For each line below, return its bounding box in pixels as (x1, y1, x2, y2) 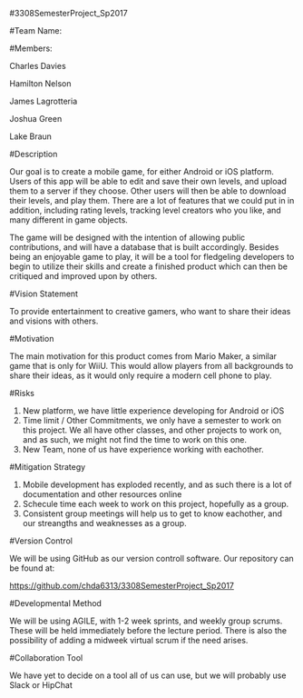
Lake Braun (9, 131, 53, 142)
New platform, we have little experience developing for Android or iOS (22, 405, 285, 416)
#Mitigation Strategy (9, 462, 86, 472)
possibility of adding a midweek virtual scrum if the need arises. (9, 635, 249, 645)
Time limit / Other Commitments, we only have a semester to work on (22, 415, 282, 425)
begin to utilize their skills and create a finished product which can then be (9, 261, 288, 272)
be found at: (9, 563, 55, 573)
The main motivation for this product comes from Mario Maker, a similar (9, 351, 278, 362)
